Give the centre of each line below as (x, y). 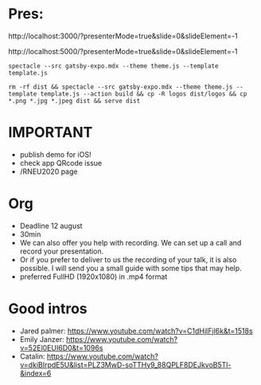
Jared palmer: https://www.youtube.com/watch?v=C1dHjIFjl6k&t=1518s (136, 331)
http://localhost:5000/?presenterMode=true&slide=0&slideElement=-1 (123, 51)
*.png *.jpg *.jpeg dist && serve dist (74, 100)
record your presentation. (62, 251)
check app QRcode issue (60, 163)
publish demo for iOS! (55, 154)
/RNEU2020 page (49, 171)
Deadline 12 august (51, 226)
